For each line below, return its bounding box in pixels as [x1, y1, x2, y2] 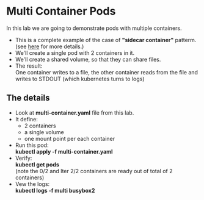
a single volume [24, 128, 64, 135]
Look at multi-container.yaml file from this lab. [15, 109, 134, 116]
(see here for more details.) [15, 43, 84, 50]
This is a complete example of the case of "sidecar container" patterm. [15, 36, 197, 43]
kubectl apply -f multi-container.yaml [15, 148, 113, 155]
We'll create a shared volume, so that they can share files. [15, 55, 161, 63]
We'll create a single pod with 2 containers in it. [15, 49, 135, 56]
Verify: [15, 154, 32, 162]
